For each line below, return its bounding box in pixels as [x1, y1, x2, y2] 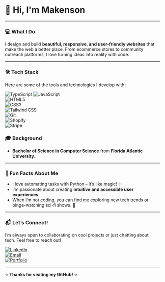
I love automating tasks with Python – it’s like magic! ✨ [12, 181, 122, 187]
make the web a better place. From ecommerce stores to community [5, 47, 144, 52]
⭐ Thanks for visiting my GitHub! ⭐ [5, 272, 78, 278]
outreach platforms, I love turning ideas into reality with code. [5, 51, 130, 58]
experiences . [12, 192, 40, 198]
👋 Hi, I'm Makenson [5, 4, 85, 16]
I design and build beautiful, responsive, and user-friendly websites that [5, 41, 155, 47]
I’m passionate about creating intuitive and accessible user [12, 187, 134, 192]
